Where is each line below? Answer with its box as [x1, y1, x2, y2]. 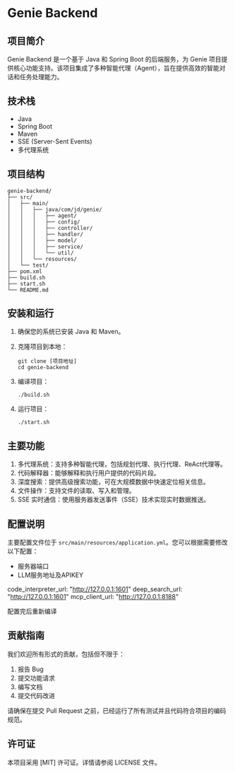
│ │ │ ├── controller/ [7, 224, 93, 231]
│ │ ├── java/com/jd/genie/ [7, 206, 102, 213]
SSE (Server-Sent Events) [17, 136, 93, 146]
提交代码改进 [17, 691, 55, 699]
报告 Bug [17, 665, 44, 673]
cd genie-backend [17, 364, 69, 371]
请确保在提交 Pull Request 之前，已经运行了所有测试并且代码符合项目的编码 [7, 706, 227, 715]
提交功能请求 [17, 673, 55, 682]
